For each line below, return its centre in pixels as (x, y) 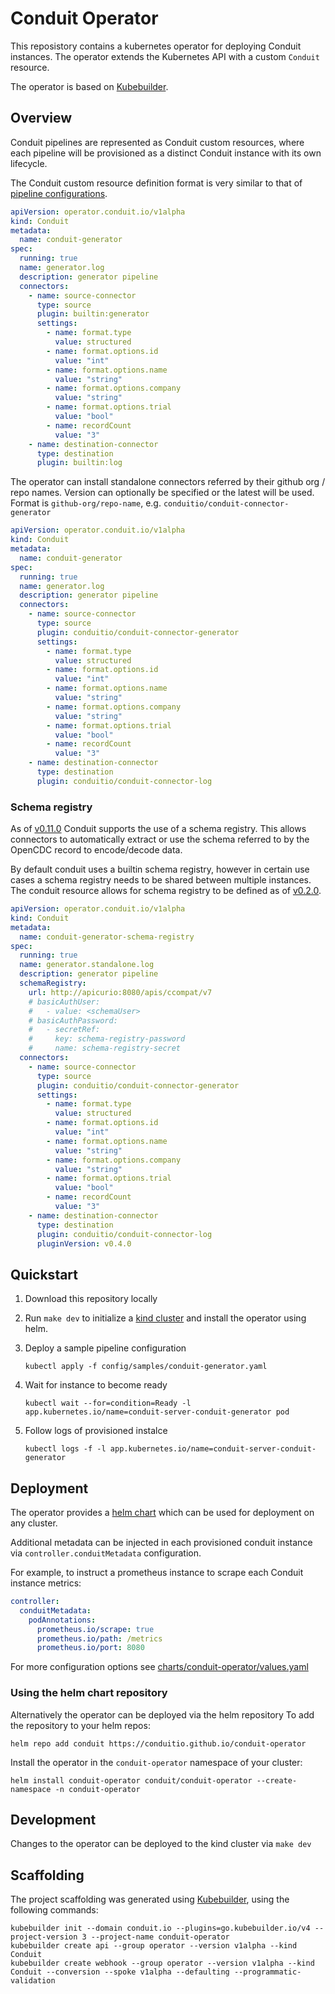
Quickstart (44, 1274)
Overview (41, 118)
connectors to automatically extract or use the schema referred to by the (160, 839)
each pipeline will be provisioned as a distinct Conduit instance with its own (166, 153)
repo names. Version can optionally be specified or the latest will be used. (162, 493)
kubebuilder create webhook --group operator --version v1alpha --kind (162, 1963)
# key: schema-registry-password (107, 1039)
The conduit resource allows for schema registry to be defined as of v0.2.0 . (166, 891)
